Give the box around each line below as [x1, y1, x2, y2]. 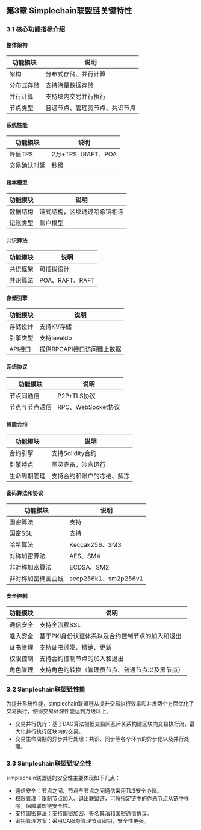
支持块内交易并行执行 [45, 92, 107, 100]
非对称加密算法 [9, 563, 52, 571]
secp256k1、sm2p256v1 [69, 574, 144, 582]
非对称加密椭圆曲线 [9, 574, 64, 582]
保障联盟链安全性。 [25, 802, 73, 809]
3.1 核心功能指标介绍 [6, 25, 66, 34]
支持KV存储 [39, 322, 72, 331]
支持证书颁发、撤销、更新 [39, 643, 113, 651]
